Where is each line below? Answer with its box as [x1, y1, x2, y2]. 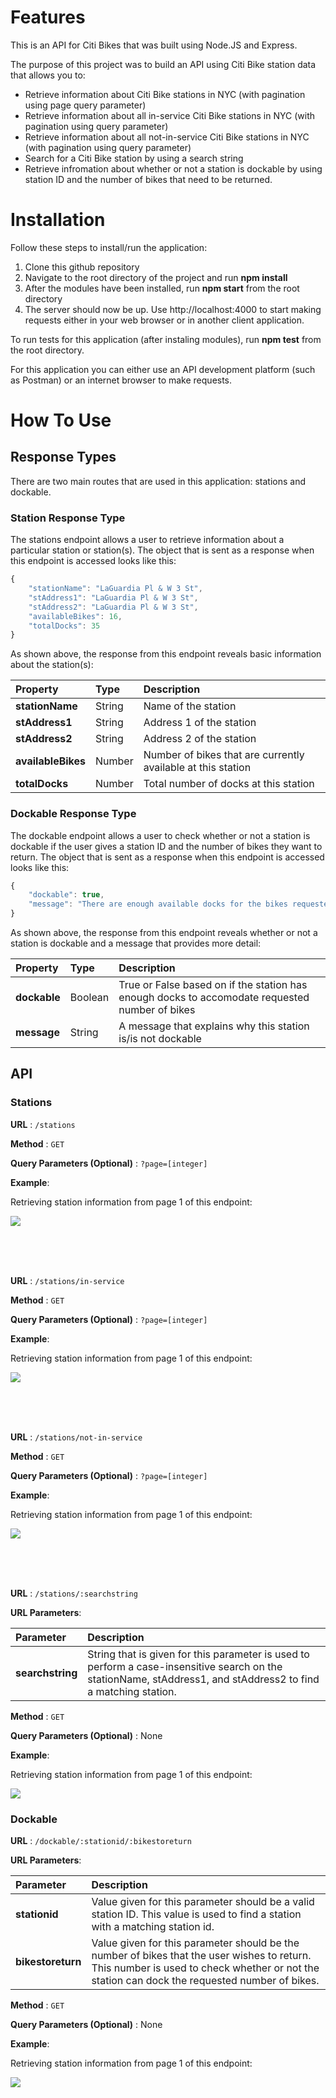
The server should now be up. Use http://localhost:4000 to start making [24, 303, 322, 315]
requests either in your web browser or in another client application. [24, 314, 305, 326]
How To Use [10, 409, 112, 432]
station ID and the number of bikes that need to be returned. [24, 173, 273, 185]
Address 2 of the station [143, 732, 257, 746]
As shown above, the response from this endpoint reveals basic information [10, 648, 322, 660]
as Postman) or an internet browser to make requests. [10, 374, 233, 386]
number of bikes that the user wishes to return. [91, 1949, 312, 1963]
